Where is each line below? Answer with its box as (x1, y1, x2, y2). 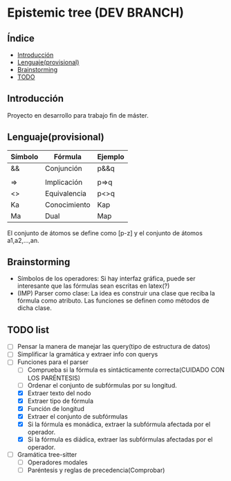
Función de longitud (27, 404, 85, 412)
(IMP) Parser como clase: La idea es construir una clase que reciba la (17, 289, 216, 298)
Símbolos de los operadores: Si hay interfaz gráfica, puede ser (17, 275, 196, 283)
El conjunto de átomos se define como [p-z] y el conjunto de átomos (7, 228, 203, 237)
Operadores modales (27, 458, 88, 466)
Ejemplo (97, 152, 124, 161)
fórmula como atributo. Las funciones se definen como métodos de (17, 296, 210, 305)
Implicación (44, 177, 83, 187)
